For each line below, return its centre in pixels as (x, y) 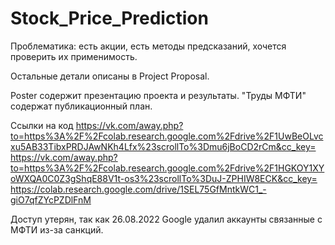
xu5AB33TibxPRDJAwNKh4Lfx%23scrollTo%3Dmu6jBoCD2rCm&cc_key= (163, 146)
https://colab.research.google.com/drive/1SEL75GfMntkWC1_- (138, 189)
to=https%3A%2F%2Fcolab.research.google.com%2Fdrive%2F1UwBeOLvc (167, 136)
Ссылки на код (42, 125)
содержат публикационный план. (81, 106)
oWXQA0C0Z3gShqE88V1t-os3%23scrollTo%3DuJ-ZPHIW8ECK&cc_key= (164, 178)
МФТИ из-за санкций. (57, 229)
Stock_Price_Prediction (109, 18)
